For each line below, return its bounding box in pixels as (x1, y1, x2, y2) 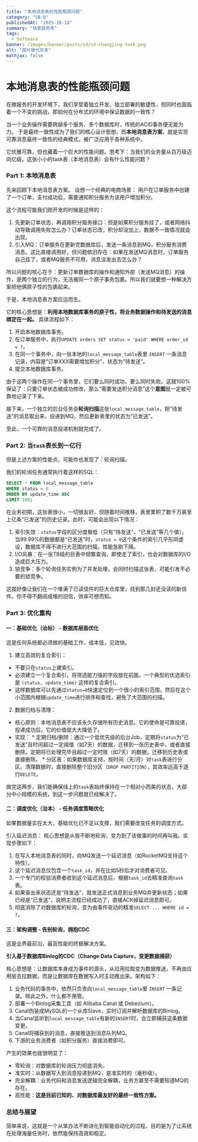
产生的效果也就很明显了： (6, 1050, 68, 1057)
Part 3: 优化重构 (6, 609, 52, 617)
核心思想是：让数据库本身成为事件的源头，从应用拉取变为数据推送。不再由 (6, 965, 187, 972)
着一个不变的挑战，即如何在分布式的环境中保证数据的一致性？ (6, 108, 156, 115)
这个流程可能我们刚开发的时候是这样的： (6, 206, 104, 213)
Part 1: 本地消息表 (6, 172, 56, 180)
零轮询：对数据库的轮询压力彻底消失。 (14, 1062, 108, 1069)
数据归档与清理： (14, 706, 57, 713)
